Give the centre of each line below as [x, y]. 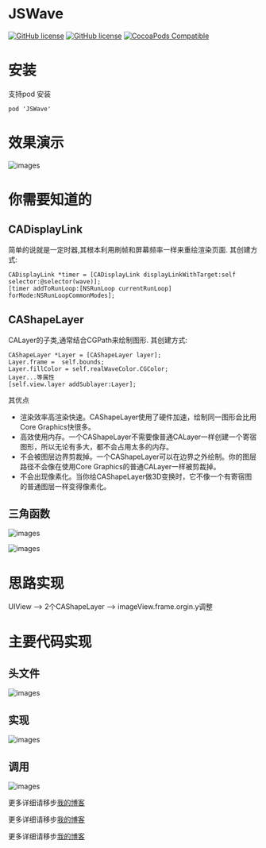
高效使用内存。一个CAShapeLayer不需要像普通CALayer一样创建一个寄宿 [138, 437]
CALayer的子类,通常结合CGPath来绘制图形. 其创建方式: [98, 340]
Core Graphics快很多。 [57, 426]
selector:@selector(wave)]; [55, 281]
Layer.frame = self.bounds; [56, 362]
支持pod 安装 [30, 94]
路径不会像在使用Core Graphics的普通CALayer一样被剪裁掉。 [120, 466]
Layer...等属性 [31, 377]
